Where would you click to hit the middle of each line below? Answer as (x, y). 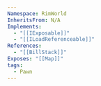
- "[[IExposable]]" (42, 33)
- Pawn (23, 71)
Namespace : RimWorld (37, 14)
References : (24, 46)
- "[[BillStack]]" (40, 53)
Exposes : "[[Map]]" (36, 59)
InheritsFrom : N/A (34, 20)
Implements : (24, 26)
